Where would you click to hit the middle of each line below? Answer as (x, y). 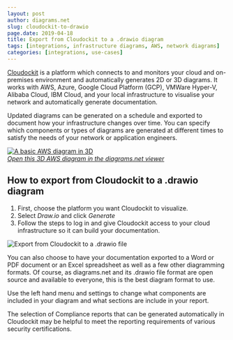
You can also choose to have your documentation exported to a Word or (111, 257)
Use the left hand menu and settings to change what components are (107, 293)
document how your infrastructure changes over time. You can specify (109, 123)
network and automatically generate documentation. (83, 102)
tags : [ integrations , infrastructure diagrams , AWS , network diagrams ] (113, 46)
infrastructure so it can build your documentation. (89, 230)
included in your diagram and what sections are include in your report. (108, 300)
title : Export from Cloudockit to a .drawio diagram (85, 40)
